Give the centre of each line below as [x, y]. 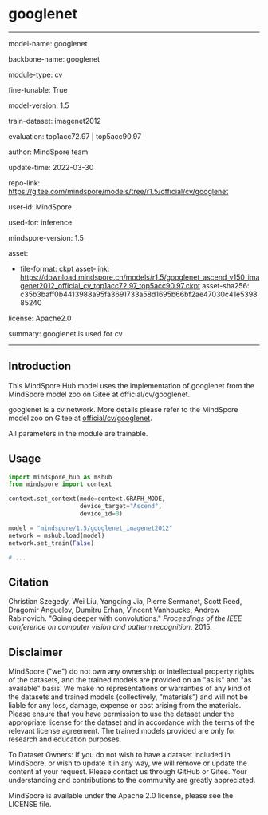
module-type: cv [35, 74]
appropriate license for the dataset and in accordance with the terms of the [132, 722]
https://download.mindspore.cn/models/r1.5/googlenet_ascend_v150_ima [140, 277]
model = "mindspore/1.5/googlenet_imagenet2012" [91, 528]
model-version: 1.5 [39, 105]
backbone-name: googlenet [54, 59]
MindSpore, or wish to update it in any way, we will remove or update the [128, 763]
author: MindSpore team [48, 152]
